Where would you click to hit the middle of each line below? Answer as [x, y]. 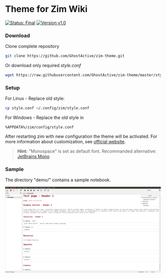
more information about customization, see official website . [65, 142]
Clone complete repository [32, 46]
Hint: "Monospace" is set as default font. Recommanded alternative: [87, 151]
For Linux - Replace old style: [35, 99]
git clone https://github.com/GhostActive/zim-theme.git [65, 56]
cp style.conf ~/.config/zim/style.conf [47, 108]
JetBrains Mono [33, 157]
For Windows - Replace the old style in [44, 118]
